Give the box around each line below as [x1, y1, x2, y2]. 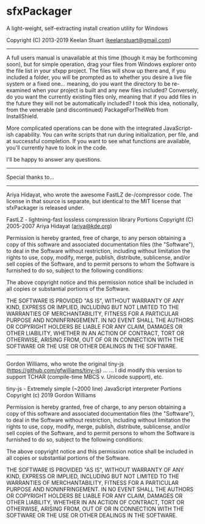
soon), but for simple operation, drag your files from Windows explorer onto [6, 60, 196, 68]
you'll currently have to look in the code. [6, 144, 108, 151]
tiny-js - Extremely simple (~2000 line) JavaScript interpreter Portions [6, 384, 182, 392]
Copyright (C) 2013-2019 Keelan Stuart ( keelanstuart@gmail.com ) [6, 36, 172, 43]
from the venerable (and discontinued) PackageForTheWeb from [6, 106, 169, 113]
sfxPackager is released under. [6, 204, 84, 211]
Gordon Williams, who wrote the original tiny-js [6, 360, 124, 367]
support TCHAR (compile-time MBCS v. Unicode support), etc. [6, 373, 164, 380]
